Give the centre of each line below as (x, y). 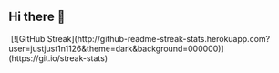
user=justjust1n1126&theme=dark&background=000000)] (116, 48)
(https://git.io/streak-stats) (58, 58)
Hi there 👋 (37, 17)
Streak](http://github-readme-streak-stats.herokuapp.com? (159, 38)
